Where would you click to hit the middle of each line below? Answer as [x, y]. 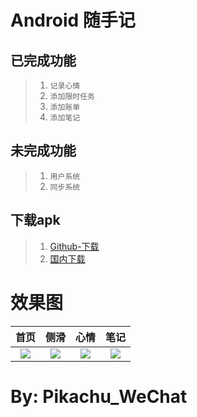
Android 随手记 [73, 20]
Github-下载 [74, 246]
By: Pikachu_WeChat [99, 396]
